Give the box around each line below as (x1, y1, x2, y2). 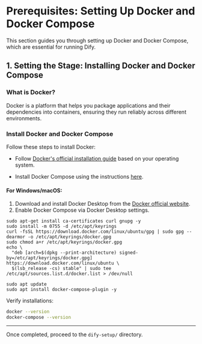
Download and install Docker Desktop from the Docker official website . (14, 200, 191, 207)
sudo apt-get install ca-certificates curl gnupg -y (6, 218, 141, 224)
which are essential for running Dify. (6, 43, 96, 51)
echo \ (6, 245, 23, 251)
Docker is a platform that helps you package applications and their (6, 102, 171, 109)
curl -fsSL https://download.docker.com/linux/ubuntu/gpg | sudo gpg (6, 229, 185, 235)
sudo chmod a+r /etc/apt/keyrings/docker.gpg (6, 239, 122, 245)
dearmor (6, 234, 26, 240)
